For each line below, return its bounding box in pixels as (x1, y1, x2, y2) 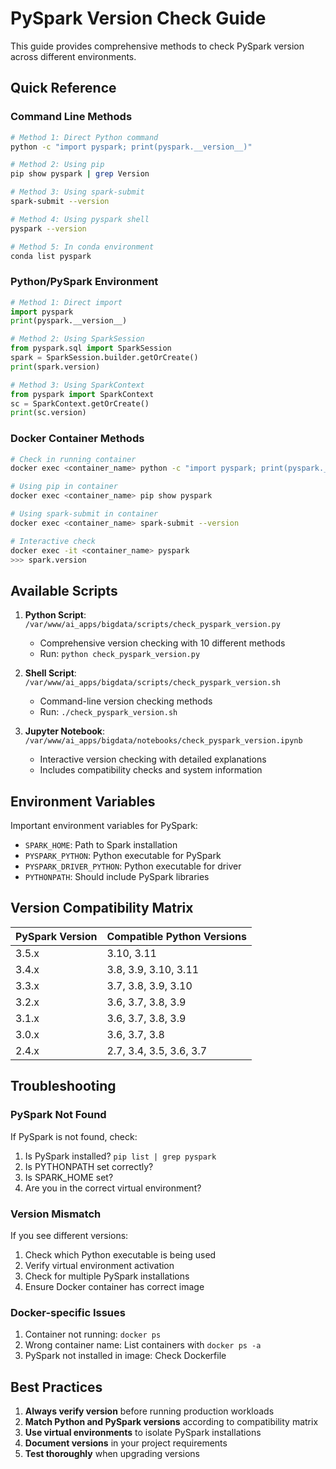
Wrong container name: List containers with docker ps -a (24, 1339, 262, 1351)
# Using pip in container (10, 482, 118, 492)
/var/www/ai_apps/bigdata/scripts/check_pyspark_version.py (24, 620, 281, 630)
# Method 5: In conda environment (10, 242, 155, 252)
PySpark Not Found (10, 1108, 107, 1122)
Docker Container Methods (10, 432, 145, 446)
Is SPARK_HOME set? (24, 1171, 114, 1183)
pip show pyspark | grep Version (10, 169, 150, 179)
